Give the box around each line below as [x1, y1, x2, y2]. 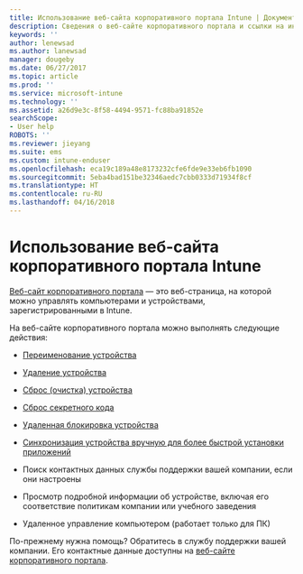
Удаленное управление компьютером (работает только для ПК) [22, 518, 271, 529]
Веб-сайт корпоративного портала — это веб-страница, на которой [9, 285, 272, 296]
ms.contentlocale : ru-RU [9, 190, 103, 199]
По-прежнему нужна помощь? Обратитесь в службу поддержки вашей [9, 535, 287, 546]
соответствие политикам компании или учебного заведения [22, 500, 257, 511]
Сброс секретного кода [22, 402, 115, 412]
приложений [22, 446, 71, 457]
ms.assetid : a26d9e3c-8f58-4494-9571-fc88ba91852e [9, 106, 204, 115]
